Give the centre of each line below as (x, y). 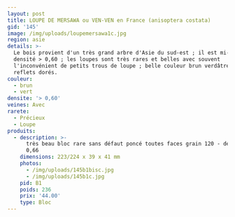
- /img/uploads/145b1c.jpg (65, 176)
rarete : (19, 111)
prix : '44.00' (40, 196)
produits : (22, 131)
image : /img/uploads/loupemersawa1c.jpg (67, 33)
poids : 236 (36, 190)
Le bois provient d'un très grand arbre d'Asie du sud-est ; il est (115, 53)
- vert (23, 92)
